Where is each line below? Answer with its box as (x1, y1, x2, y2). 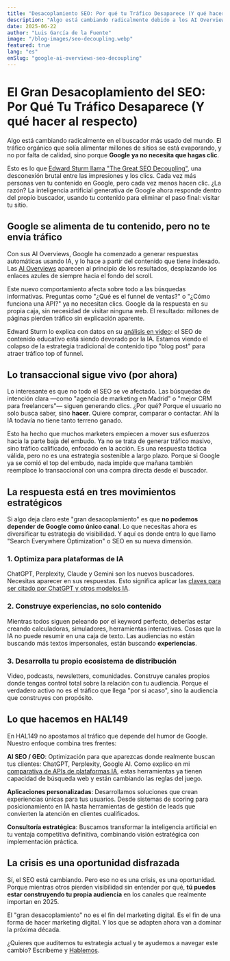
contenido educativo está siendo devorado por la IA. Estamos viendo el (7, 335, 208, 343)
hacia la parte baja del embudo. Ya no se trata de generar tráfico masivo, (7, 437, 213, 445)
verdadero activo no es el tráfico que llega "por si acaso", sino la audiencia (7, 686, 218, 694)
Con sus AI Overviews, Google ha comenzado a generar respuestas (7, 249, 199, 258)
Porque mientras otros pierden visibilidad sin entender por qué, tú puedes (7, 883, 216, 891)
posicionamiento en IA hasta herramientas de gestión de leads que (7, 802, 196, 811)
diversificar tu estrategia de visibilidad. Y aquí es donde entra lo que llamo (7, 530, 216, 538)
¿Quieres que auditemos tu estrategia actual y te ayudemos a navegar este (7, 938, 218, 947)
